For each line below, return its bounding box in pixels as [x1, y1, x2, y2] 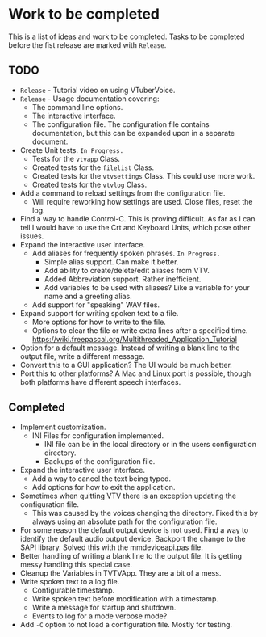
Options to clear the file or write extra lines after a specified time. [31, 325, 248, 335]
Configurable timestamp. [31, 585, 115, 595]
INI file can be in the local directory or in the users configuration [44, 439, 256, 449]
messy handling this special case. [19, 559, 133, 569]
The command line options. [31, 102, 123, 112]
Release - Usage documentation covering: [19, 94, 160, 103]
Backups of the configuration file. [44, 456, 156, 466]
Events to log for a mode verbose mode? [31, 611, 168, 621]
